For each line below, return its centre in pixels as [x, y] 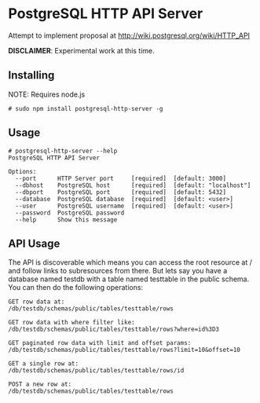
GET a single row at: [44, 364]
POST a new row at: [40, 385]
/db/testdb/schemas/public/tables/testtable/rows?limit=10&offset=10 [125, 350]
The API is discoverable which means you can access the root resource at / [130, 262]
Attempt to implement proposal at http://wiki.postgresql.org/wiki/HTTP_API [129, 35]
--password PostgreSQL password [70, 213]
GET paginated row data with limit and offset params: [100, 343]
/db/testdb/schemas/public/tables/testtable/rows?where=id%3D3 [114, 330]
